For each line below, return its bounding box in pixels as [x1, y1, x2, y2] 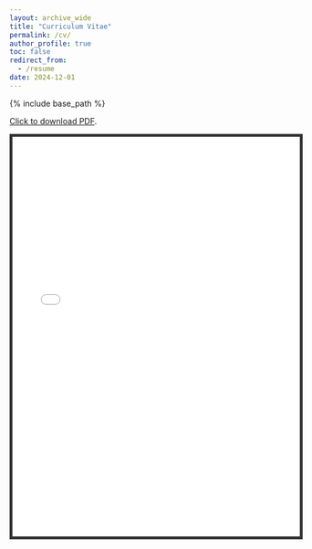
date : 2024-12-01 [9, 73, 76, 82]
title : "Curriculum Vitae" [9, 22, 112, 31]
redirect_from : [9, 56, 68, 65]
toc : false [9, 48, 51, 57]
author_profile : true [9, 38, 92, 48]
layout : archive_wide [9, 13, 92, 23]
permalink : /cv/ [9, 30, 71, 39]
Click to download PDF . [9, 115, 98, 126]
